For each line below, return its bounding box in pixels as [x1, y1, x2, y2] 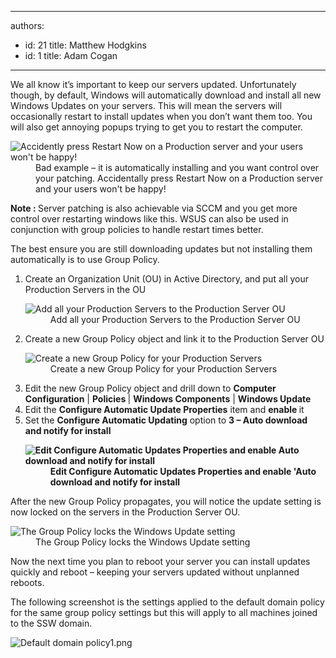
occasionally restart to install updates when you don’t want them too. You [10, 111, 313, 122]
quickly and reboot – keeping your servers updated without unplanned [10, 566, 300, 578]
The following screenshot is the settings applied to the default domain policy [10, 596, 325, 608]
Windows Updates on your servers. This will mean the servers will [10, 100, 283, 111]
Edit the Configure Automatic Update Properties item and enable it [24, 404, 305, 415]
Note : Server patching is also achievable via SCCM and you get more [10, 202, 298, 214]
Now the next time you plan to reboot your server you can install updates [10, 556, 311, 567]
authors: [10, 20, 45, 31]
